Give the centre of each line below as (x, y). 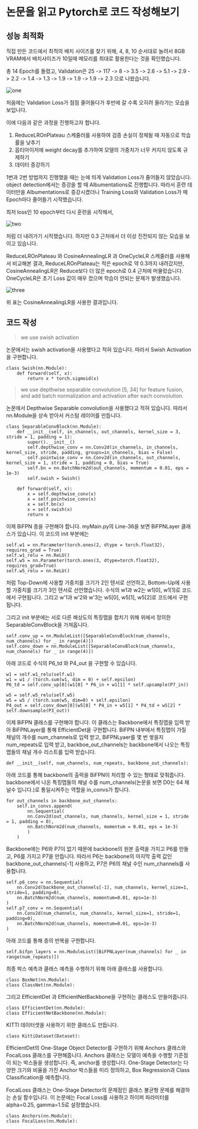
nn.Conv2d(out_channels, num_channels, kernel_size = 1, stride (108, 816)
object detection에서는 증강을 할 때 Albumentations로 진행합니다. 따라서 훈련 (96, 185)
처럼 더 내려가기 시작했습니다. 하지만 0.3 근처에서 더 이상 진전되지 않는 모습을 (95, 236)
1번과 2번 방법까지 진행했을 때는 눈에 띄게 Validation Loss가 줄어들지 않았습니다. (99, 177)
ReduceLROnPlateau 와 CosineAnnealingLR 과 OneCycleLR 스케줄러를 (90, 256)
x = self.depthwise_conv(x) (62, 494)
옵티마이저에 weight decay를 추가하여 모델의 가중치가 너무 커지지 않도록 (98, 150)
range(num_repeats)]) (33, 957)
